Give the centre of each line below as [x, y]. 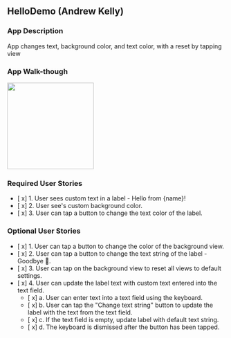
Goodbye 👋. [34, 261]
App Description [35, 31]
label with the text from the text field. [80, 312]
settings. [30, 275]
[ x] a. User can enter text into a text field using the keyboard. [115, 297]
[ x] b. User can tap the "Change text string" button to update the [120, 305]
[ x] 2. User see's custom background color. [80, 206]
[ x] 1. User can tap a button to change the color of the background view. [121, 246]
